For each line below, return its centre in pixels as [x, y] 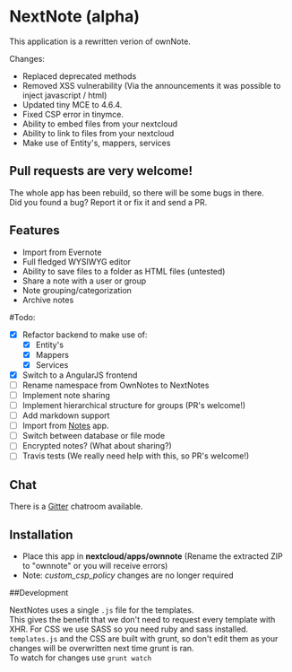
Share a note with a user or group [84, 281]
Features [34, 231]
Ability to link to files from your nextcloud [98, 133]
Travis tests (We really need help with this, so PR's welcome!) [136, 456]
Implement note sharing [66, 395]
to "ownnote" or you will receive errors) [95, 566]
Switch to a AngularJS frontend [80, 375]
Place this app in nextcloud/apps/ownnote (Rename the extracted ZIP [153, 556]
